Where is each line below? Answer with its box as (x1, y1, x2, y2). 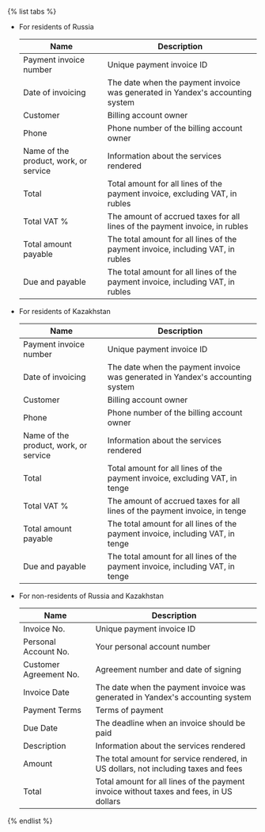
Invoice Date (22, 687, 70, 697)
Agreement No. (22, 669, 80, 680)
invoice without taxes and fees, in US (95, 786, 233, 796)
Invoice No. (22, 623, 66, 634)
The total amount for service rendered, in (95, 753, 248, 764)
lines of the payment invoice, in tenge (107, 505, 247, 516)
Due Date (22, 723, 59, 733)
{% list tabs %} (7, 7, 57, 16)
